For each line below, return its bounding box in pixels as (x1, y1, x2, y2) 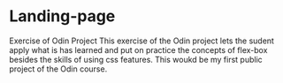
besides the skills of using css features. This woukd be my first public (9, 54, 263, 64)
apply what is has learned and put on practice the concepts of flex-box (9, 44, 268, 55)
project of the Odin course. (9, 64, 108, 74)
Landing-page (9, 6, 116, 26)
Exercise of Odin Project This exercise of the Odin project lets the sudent (9, 35, 274, 46)
